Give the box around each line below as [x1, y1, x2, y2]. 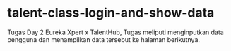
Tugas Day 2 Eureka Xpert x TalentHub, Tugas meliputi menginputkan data [7, 28, 224, 36]
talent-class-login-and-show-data [7, 5, 215, 21]
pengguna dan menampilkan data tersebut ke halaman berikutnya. [7, 35, 200, 43]
